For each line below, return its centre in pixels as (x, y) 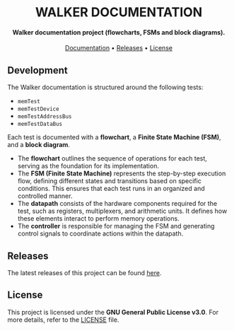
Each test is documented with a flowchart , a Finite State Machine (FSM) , (114, 137)
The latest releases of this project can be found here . (84, 273)
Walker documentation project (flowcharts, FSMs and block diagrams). (119, 32)
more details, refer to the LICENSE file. (63, 320)
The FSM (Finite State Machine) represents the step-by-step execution (122, 173)
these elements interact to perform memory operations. (98, 219)
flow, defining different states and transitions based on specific (109, 181)
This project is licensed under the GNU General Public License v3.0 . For (113, 312)
